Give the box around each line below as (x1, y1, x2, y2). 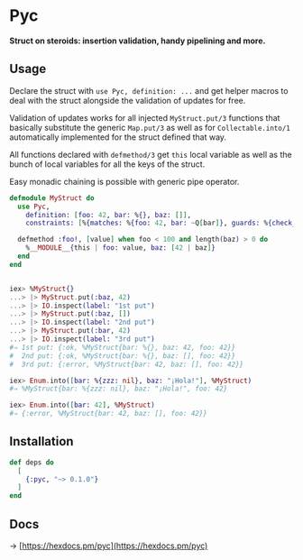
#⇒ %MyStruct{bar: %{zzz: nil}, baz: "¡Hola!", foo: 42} (9, 384, 228, 393)
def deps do (9, 457, 54, 467)
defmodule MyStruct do (9, 193, 95, 203)
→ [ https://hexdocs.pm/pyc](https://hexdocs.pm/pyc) (9, 540, 208, 551)
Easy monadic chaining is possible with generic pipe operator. (9, 176, 240, 187)
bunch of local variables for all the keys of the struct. (9, 159, 206, 170)
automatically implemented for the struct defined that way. (9, 132, 227, 142)
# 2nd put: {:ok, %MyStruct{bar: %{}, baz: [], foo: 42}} (9, 351, 236, 361)
